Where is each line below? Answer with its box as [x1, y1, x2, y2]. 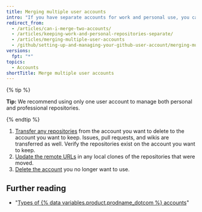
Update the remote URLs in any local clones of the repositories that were [14, 153, 195, 160]
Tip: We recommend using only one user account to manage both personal [6, 98, 192, 105]
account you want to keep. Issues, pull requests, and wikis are [14, 134, 170, 141]
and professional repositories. [6, 104, 80, 111]
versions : [6, 48, 31, 54]
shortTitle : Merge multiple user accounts [6, 70, 114, 76]
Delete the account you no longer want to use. [14, 166, 130, 173]
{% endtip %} [6, 116, 40, 123]
